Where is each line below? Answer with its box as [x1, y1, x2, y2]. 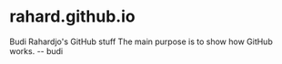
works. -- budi [9, 45, 64, 56]
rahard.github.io [9, 6, 136, 27]
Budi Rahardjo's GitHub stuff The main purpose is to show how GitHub [9, 36, 273, 47]
